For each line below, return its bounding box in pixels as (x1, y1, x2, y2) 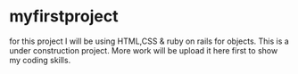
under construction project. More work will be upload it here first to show (9, 45, 278, 55)
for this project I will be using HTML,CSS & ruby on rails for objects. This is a (9, 36, 290, 46)
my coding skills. (9, 54, 71, 65)
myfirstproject (9, 6, 119, 27)
